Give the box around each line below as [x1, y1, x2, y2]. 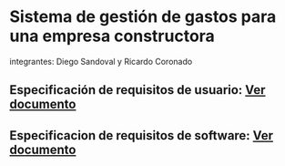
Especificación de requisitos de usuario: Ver [9, 82, 266, 98]
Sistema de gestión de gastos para [9, 6, 277, 27]
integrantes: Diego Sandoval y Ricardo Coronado [9, 56, 193, 67]
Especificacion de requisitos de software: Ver [9, 128, 274, 143]
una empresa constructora [9, 26, 216, 47]
